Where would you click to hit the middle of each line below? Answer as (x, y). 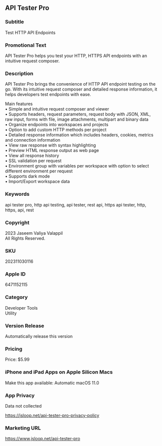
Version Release (25, 326)
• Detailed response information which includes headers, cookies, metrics (79, 135)
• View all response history (32, 156)
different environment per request (39, 171)
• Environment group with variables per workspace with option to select (77, 166)
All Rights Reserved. (25, 238)
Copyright (17, 223)
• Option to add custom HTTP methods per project (56, 130)
